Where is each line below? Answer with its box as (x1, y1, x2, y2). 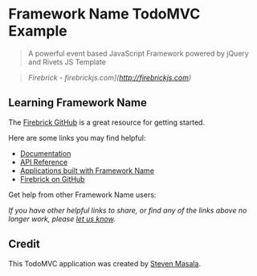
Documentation (19, 148, 71, 158)
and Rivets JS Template (27, 57, 107, 67)
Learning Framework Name (8, 96, 147, 109)
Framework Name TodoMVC (8, 5, 201, 23)
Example (8, 22, 67, 40)
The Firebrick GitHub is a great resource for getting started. (8, 117, 206, 127)
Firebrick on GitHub (19, 174, 85, 183)
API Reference (19, 157, 68, 167)
